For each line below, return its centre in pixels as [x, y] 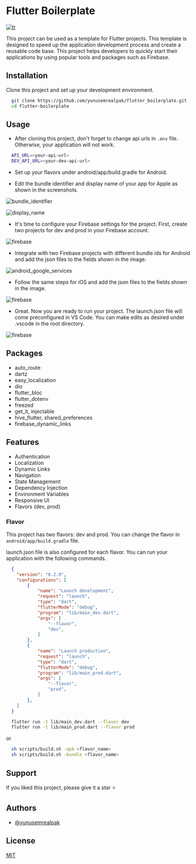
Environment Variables [42, 494]
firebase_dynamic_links [43, 424]
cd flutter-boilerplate [40, 106]
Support [21, 773]
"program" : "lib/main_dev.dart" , [78, 612]
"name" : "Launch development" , [75, 591]
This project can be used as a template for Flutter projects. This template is [97, 38]
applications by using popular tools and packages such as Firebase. [88, 57]
